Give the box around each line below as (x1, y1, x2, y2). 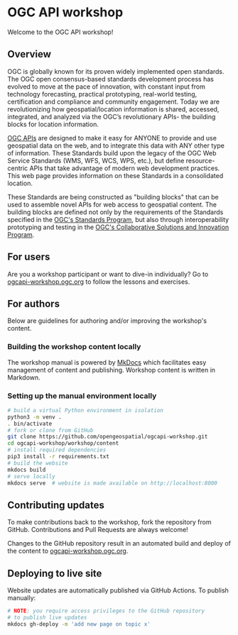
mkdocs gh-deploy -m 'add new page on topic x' (7, 620, 151, 628)
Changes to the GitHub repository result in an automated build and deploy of (7, 539, 231, 548)
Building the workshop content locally (7, 342, 141, 352)
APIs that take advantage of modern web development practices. (29, 164, 220, 172)
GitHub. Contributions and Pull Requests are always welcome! (7, 526, 188, 534)
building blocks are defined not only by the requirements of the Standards (7, 207, 224, 216)
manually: (7, 594, 36, 602)
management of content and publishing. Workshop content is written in (7, 365, 215, 374)
